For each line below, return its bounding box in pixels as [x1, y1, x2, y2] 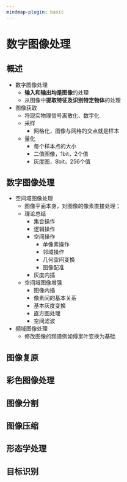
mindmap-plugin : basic [6, 9, 64, 15]
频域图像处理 [15, 325, 48, 332]
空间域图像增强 [24, 279, 62, 286]
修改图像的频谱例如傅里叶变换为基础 [24, 332, 116, 340]
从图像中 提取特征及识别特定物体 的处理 [24, 96, 121, 104]
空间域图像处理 [15, 194, 53, 202]
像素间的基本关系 [33, 294, 77, 302]
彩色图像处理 [6, 375, 55, 386]
